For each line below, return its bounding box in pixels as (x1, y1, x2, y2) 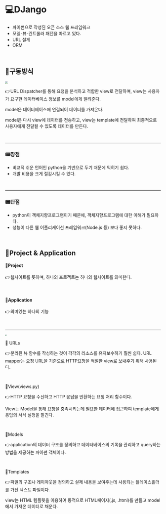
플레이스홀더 (135, 479, 160, 485)
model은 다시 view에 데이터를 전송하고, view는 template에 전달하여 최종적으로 (5, 117, 157, 123)
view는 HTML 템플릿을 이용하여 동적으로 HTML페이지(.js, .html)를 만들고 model (5, 497, 161, 503)
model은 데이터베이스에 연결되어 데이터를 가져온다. (5, 106, 104, 112)
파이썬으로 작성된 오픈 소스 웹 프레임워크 (12, 24, 90, 30)
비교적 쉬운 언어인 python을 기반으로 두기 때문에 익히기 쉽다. (12, 165, 129, 171)
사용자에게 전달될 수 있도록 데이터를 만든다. (5, 123, 88, 129)
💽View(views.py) (5, 384, 40, 389)
